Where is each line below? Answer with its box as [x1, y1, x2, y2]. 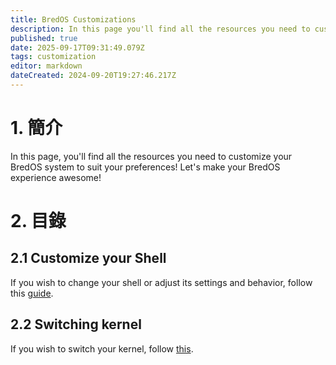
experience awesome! [10, 171, 102, 183]
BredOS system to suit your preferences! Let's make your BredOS [10, 161, 281, 173]
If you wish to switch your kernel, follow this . [10, 342, 194, 355]
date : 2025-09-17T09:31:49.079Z [10, 42, 145, 53]
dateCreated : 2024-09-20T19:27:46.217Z [10, 71, 177, 81]
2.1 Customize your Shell [10, 250, 167, 267]
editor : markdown [10, 61, 83, 71]
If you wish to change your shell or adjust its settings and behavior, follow [10, 276, 313, 288]
